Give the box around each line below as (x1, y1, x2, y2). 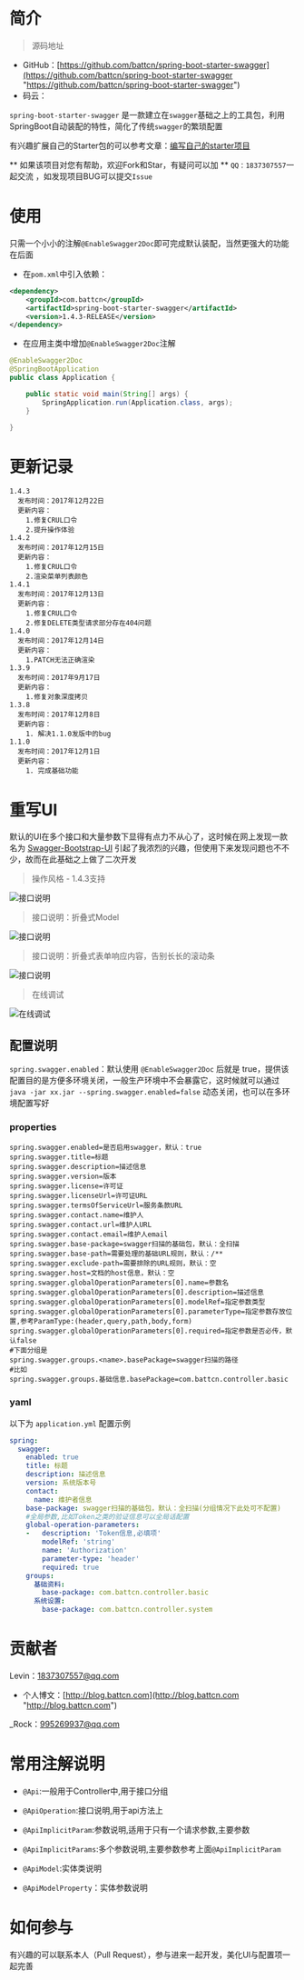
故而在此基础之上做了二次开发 (25, 854, 137, 865)
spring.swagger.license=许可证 (9, 1182, 124, 1191)
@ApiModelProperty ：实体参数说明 (22, 1882, 148, 1893)
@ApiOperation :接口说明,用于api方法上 (22, 1805, 163, 1815)
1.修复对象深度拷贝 (25, 693, 89, 702)
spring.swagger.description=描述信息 (9, 1163, 147, 1172)
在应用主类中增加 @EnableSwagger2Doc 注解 (22, 338, 176, 349)
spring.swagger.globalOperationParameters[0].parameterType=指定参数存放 (9, 1307, 286, 1316)
